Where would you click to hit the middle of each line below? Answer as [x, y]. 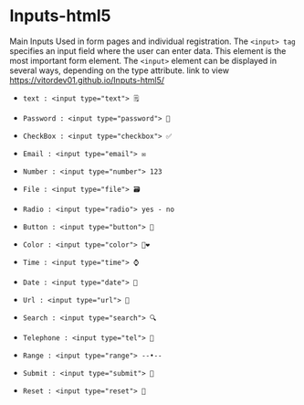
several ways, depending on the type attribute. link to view [120, 70]
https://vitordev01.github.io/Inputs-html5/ [87, 80]
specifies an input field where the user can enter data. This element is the [148, 50]
